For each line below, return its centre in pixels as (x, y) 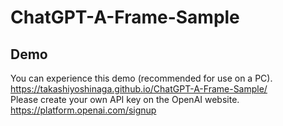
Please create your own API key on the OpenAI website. (125, 99)
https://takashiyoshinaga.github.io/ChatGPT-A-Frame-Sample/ (139, 89)
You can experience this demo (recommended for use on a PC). (141, 78)
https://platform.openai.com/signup (83, 110)
